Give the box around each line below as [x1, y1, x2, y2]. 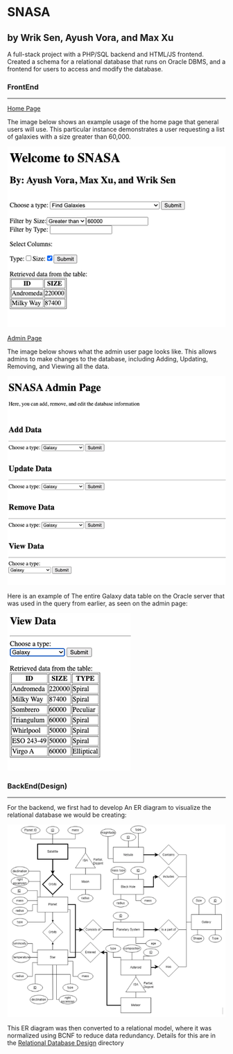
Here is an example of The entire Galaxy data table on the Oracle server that [7, 591, 225, 600]
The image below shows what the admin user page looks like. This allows [7, 347, 217, 356]
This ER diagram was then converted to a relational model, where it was [7, 1024, 212, 1033]
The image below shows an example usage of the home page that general [7, 118, 219, 126]
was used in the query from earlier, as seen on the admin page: [7, 599, 188, 607]
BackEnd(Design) [7, 781, 68, 790]
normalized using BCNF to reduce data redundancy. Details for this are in [7, 1031, 216, 1040]
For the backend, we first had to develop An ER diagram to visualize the [7, 804, 212, 812]
